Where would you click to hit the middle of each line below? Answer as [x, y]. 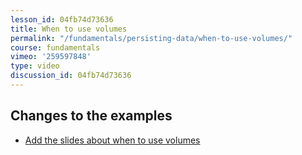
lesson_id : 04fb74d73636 [62, 19]
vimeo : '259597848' [51, 57]
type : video [35, 66]
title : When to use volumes [69, 29]
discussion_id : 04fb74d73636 [71, 76]
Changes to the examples [91, 116]
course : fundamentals [55, 47]
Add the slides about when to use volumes [112, 140]
